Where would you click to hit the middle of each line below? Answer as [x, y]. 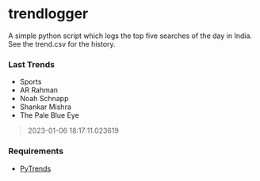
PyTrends [35, 168]
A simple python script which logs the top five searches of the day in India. [130, 36]
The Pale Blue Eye [49, 115]
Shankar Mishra [45, 107]
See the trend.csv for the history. [62, 43]
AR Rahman [38, 90]
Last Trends [32, 64]
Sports [31, 82]
